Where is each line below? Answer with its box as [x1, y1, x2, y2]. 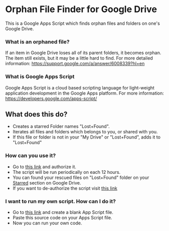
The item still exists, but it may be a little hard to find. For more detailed [5, 55, 153, 61]
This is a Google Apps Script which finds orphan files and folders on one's [5, 20, 160, 26]
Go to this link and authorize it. [12, 163, 77, 170]
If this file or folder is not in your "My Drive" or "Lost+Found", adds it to [12, 134, 161, 140]
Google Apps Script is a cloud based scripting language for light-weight [5, 84, 155, 90]
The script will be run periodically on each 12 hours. [12, 169, 120, 175]
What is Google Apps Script [5, 73, 75, 80]
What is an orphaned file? [5, 38, 70, 45]
